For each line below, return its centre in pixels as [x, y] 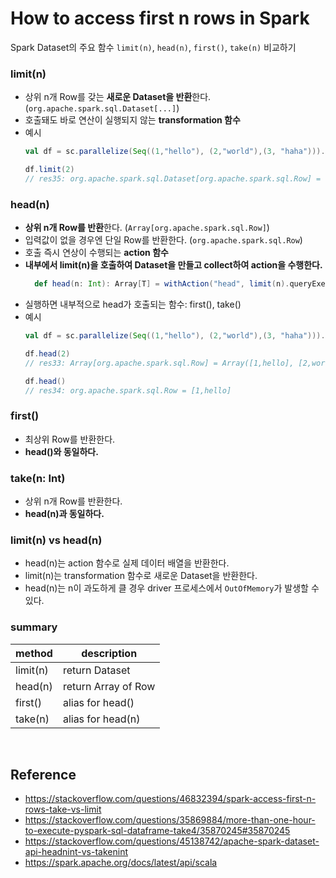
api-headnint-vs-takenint [76, 852]
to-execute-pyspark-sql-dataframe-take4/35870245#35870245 [157, 831]
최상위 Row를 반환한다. [70, 439]
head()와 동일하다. [61, 451]
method [34, 653]
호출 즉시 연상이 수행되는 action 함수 [96, 253]
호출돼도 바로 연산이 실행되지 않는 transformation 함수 [132, 120]
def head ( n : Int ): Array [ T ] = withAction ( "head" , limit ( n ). [162, 284]
